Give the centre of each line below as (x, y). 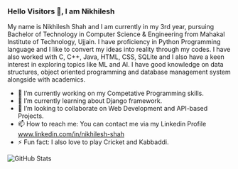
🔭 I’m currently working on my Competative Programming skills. (111, 93)
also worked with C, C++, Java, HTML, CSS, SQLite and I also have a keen (116, 57)
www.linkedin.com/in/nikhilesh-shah (71, 134)
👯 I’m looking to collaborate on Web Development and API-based (113, 109)
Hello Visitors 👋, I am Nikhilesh (61, 11)
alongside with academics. (47, 80)
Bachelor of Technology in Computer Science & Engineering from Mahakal (116, 34)
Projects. (31, 116)
